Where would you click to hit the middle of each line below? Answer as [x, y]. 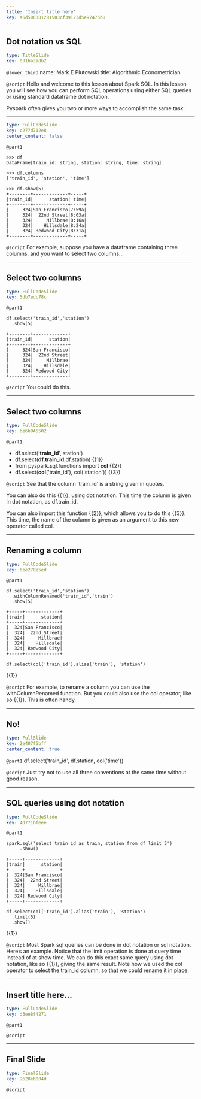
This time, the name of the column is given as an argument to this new [93, 519]
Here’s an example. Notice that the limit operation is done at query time [94, 951]
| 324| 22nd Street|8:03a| [46, 215]
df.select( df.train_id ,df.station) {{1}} [59, 459]
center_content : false [34, 136]
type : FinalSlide [28, 1073]
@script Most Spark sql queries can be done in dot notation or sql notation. [99, 945]
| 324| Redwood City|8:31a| [46, 231]
